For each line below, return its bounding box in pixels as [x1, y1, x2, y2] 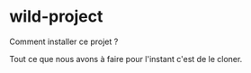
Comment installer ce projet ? [9, 36, 119, 47]
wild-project [9, 6, 103, 27]
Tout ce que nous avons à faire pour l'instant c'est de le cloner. [9, 53, 243, 64]
